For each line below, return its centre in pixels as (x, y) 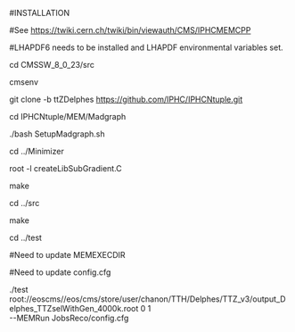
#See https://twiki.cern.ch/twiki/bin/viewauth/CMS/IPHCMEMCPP (130, 30)
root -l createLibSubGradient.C (66, 168)
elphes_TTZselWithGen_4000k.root (74, 308)
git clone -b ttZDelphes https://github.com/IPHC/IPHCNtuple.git (126, 99)
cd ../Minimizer (37, 151)
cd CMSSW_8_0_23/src (52, 65)
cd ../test (26, 237)
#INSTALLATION (39, 13)
